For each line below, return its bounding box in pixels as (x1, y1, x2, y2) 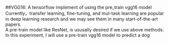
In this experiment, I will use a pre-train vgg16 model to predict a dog (5, 32, 150, 38)
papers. (5, 21, 21, 27)
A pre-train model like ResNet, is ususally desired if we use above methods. (5, 27, 164, 32)
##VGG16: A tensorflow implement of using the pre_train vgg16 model (5, 5, 152, 10)
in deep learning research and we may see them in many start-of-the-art (5, 16, 158, 22)
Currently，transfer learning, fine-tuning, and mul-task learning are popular (5, 10, 164, 16)
